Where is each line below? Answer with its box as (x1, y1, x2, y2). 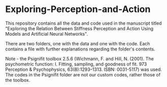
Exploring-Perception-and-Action (5, 4, 151, 15)
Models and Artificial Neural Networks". (5, 31, 88, 37)
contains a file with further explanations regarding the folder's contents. (5, 46, 156, 52)
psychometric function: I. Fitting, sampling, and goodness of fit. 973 (5, 61, 147, 67)
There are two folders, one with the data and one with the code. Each (5, 40, 150, 46)
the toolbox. (5, 77, 30, 83)
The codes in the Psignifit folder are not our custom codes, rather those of (5, 71, 161, 77)
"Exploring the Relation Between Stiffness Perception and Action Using (5, 25, 154, 31)
